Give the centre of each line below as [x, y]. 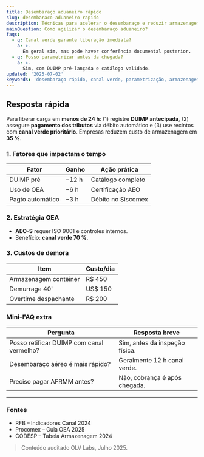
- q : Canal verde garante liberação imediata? [72, 40]
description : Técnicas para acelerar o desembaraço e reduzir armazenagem [103, 23]
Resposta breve [157, 333]
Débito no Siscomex [119, 200]
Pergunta [61, 333]
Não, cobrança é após [150, 378]
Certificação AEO [116, 190]
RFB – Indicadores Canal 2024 [53, 423]
